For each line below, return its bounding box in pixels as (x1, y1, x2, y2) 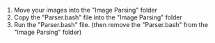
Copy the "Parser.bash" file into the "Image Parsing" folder (13, 13, 183, 21)
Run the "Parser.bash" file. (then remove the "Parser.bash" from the (13, 21, 209, 28)
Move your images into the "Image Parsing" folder (13, 6, 158, 14)
